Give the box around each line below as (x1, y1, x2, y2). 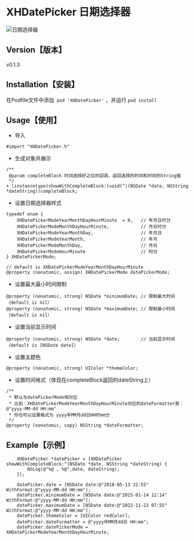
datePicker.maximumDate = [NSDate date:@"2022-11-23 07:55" (17, 503, 167, 509)
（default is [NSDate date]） (6, 343, 78, 349)
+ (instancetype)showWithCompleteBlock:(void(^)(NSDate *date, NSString (6, 183, 189, 189)
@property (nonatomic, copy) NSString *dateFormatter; (6, 422, 144, 428)
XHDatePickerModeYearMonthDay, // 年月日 (17, 230, 162, 236)
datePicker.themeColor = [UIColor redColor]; (17, 513, 131, 519)
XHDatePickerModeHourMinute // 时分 (17, 249, 158, 255)
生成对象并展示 (14, 155, 51, 162)
